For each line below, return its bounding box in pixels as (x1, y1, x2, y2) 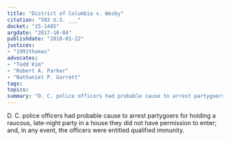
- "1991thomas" (7, 49, 51, 55)
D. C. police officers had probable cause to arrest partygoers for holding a (7, 112, 216, 120)
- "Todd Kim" (7, 61, 44, 68)
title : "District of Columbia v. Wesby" (7, 10, 125, 17)
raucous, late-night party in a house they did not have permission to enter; (7, 119, 217, 127)
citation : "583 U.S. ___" (7, 16, 81, 23)
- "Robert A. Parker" (7, 67, 69, 74)
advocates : (7, 55, 38, 62)
